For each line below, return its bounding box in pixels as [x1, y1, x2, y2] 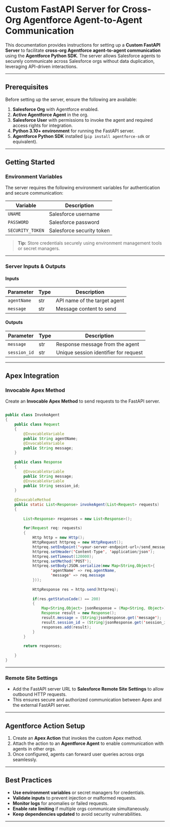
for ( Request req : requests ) [23, 526, 82, 531]
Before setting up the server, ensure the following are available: [5, 96, 138, 102]
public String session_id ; [23, 483, 80, 488]
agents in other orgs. [12, 745, 57, 751]
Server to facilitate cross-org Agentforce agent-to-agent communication [5, 47, 161, 53]
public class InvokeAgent [5, 412, 60, 418]
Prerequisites [5, 83, 49, 92]
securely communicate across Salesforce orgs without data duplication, [5, 58, 155, 64]
